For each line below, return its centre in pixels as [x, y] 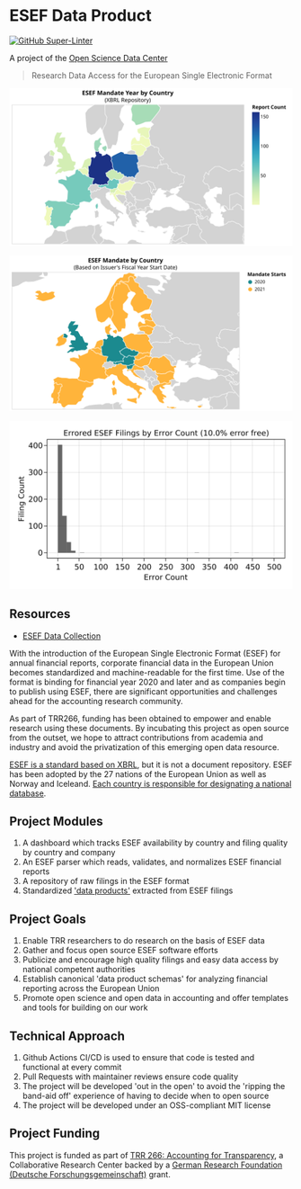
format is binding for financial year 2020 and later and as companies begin [147, 682]
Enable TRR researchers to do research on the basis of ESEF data [143, 941]
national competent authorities [79, 970]
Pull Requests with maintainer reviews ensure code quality [130, 1077]
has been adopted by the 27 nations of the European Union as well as [138, 773]
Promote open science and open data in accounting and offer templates [155, 998]
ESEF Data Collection [62, 636]
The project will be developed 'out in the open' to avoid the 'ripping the [154, 1086]
